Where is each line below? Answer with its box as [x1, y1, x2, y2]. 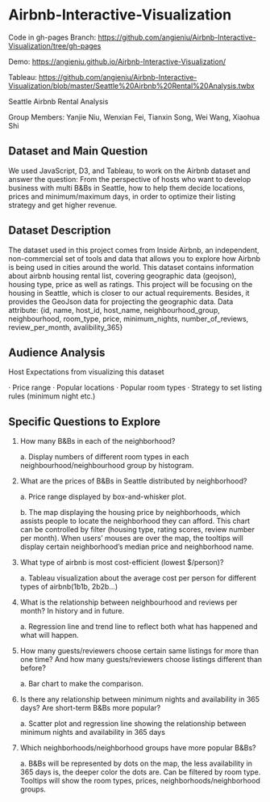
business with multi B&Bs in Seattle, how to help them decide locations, [8, 183, 246, 192]
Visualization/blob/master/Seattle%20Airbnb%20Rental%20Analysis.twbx [8, 81, 255, 91]
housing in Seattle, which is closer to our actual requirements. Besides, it [8, 288, 250, 298]
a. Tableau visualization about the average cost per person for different [19, 573, 256, 583]
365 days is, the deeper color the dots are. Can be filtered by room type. [19, 767, 261, 777]
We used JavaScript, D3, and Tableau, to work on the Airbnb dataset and [8, 166, 251, 175]
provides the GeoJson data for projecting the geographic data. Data [8, 297, 234, 306]
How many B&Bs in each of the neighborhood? [19, 437, 176, 446]
